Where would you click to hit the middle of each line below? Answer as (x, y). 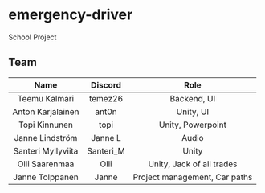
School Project (33, 37)
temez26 (106, 98)
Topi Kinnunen (46, 125)
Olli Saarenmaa (46, 164)
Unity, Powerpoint (193, 125)
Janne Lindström (46, 138)
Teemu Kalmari (46, 98)
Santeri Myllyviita (46, 150)
